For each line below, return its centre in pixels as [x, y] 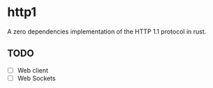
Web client [33, 70]
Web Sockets [36, 78]
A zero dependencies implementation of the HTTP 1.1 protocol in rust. [107, 31]
